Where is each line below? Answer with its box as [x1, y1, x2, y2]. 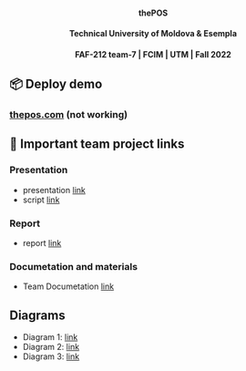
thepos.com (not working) [9, 108, 128, 121]
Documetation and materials [9, 261, 138, 273]
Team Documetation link [22, 281, 115, 292]
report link [22, 238, 62, 249]
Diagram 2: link [22, 342, 80, 353]
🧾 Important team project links [9, 137, 185, 152]
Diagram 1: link [22, 332, 78, 343]
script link [22, 194, 60, 205]
